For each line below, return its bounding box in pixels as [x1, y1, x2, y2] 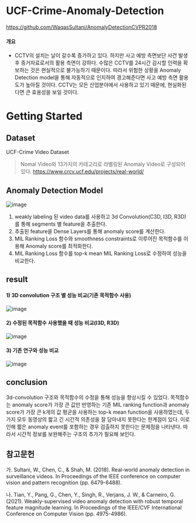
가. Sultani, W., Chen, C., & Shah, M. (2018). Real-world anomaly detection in [6, 466, 190, 473]
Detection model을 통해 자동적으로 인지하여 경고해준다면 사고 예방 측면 [14, 74, 178, 81]
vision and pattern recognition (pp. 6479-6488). [6, 479, 122, 486]
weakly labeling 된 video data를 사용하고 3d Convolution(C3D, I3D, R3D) [14, 213, 187, 220]
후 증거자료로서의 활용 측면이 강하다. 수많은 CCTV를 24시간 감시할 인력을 [14, 59, 183, 66]
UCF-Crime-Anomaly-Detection [6, 4, 164, 18]
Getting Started [6, 110, 83, 123]
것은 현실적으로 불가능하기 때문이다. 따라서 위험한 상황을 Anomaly [30, 66, 181, 74]
